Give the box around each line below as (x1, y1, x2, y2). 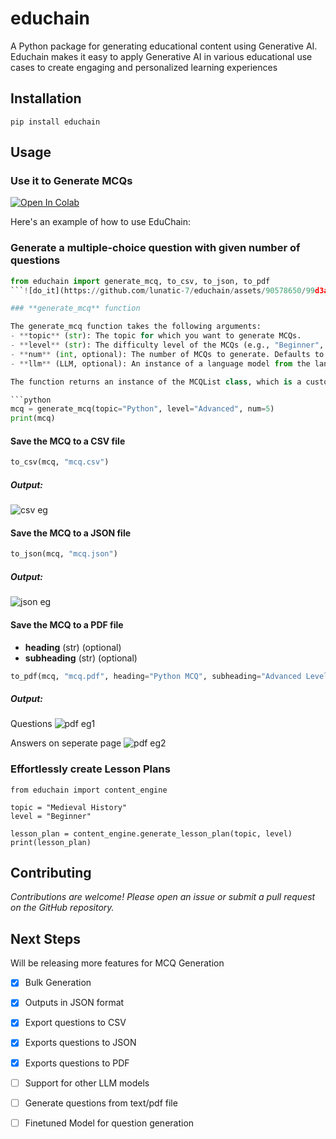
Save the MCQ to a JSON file (10, 527, 132, 539)
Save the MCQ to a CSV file (10, 435, 126, 447)
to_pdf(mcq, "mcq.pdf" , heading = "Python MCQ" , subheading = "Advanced (10, 671, 302, 681)
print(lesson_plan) (10, 837, 92, 847)
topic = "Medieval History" (10, 802, 128, 812)
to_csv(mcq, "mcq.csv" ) (10, 457, 110, 467)
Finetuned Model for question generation (24, 1117, 195, 1129)
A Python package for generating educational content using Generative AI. (10, 40, 318, 52)
